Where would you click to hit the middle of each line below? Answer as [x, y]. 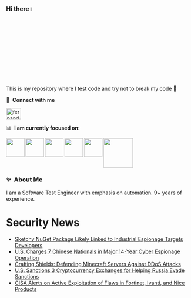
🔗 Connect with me [31, 100]
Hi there [18, 9]
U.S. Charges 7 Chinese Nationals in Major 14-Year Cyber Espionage [97, 251]
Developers [29, 245]
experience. [21, 198]
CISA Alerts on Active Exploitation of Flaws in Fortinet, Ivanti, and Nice [100, 283]
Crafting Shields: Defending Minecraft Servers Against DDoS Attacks [98, 264]
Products [26, 289]
